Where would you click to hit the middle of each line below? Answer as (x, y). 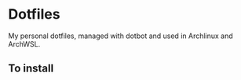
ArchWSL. (24, 43)
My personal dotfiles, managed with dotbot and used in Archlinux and (120, 36)
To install (31, 69)
